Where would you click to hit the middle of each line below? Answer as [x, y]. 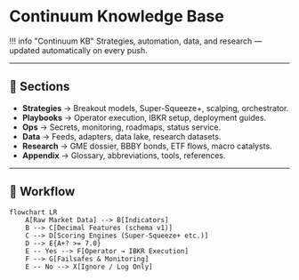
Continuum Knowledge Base [117, 16]
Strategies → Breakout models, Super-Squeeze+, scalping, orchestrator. [155, 108]
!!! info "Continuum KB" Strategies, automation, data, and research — [136, 41]
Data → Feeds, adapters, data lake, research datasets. [121, 136]
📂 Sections [40, 87]
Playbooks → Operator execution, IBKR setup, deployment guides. [144, 117]
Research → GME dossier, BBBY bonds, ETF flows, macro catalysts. [147, 146]
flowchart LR [33, 212]
